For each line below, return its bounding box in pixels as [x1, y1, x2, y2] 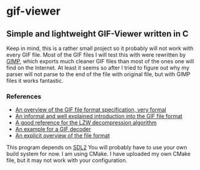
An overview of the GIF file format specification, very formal [15, 106, 166, 113]
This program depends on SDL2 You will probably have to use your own [6, 144, 188, 151]
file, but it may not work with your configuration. [6, 157, 128, 164]
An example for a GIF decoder [15, 126, 92, 133]
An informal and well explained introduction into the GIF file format [15, 113, 183, 120]
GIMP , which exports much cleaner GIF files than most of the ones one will [6, 58, 194, 65]
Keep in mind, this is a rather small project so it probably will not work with [6, 44, 194, 52]
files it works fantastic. [6, 77, 64, 84]
